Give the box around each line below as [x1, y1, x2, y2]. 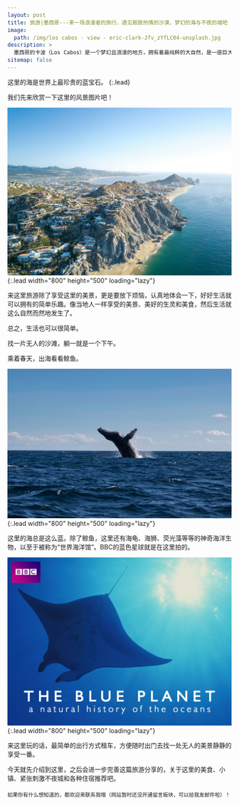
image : [7, 26, 27, 33]
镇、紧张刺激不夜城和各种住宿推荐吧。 [7, 774, 119, 783]
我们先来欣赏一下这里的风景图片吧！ [7, 93, 114, 101]
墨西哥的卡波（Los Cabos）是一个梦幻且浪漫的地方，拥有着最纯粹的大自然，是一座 [14, 49, 223, 56]
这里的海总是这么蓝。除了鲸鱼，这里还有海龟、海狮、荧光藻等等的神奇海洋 [7, 534, 225, 542]
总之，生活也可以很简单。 [7, 324, 83, 332]
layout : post [7, 11, 46, 19]
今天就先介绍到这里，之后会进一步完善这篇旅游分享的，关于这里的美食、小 [7, 765, 225, 774]
